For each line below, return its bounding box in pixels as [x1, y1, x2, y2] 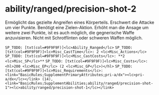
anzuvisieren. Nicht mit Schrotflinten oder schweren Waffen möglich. [5, 35, 143, 41]
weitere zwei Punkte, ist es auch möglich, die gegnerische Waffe [5, 30, 135, 35]
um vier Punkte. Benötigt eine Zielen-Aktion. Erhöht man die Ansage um [5, 24, 149, 30]
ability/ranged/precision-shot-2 [5, 3, 137, 15]
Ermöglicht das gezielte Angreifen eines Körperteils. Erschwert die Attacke [5, 19, 155, 25]
